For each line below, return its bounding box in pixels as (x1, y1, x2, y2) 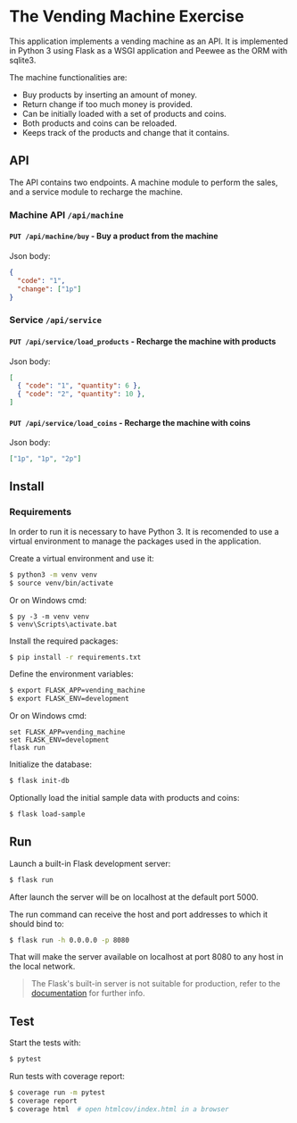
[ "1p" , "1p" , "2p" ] (9, 454, 82, 463)
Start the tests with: (9, 1037, 81, 1048)
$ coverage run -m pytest (9, 1088, 105, 1097)
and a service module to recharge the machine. (9, 186, 183, 197)
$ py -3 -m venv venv (9, 611, 90, 621)
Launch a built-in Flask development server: (9, 858, 171, 869)
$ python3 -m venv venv (9, 570, 98, 579)
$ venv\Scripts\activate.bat (9, 620, 118, 628)
